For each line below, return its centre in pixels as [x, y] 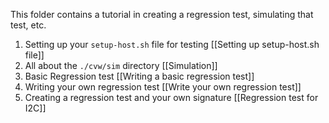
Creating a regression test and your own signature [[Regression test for [171, 97]
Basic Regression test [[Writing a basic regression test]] [139, 76]
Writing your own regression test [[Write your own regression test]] [163, 87]
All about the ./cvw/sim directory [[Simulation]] [121, 65]
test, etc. [28, 25]
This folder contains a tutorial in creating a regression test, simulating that [162, 14]
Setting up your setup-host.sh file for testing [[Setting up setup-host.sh [172, 44]
